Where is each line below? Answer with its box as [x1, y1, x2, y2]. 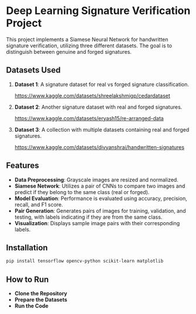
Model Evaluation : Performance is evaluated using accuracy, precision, [14, 195, 187, 202]
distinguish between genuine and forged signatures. [6, 48, 132, 55]
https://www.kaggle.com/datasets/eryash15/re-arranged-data [14, 115, 164, 122]
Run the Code [14, 302, 49, 309]
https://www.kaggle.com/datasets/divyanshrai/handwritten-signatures [14, 143, 185, 150]
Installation [6, 243, 48, 253]
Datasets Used [6, 65, 61, 75]
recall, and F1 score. [14, 201, 63, 208]
